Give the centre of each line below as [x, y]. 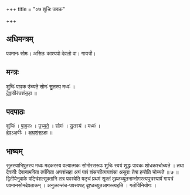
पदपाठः [16, 112]
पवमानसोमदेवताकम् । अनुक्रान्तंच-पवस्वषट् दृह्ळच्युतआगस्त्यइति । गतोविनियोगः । [81, 186]
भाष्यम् [14, 151]
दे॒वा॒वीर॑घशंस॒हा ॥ [21, 93]
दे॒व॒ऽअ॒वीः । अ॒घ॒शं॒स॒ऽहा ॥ [29, 133]
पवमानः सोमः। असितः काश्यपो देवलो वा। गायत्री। [51, 53]
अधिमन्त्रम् [20, 39]
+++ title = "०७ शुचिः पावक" [36, 9]
